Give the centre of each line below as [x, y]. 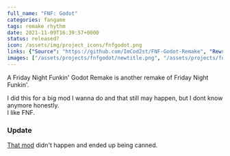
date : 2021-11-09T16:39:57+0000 [53, 32]
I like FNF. [21, 112]
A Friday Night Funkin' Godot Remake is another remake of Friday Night [108, 77]
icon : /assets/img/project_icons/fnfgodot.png [75, 45]
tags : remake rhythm [37, 26]
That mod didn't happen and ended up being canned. [82, 145]
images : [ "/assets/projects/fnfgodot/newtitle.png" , [84, 58]
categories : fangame [37, 20]
